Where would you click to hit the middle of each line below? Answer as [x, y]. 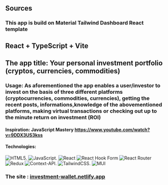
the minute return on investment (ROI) [53, 118]
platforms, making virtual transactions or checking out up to [81, 111]
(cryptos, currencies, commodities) [63, 71]
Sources [19, 8]
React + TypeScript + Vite [47, 46]
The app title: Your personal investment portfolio [84, 63]
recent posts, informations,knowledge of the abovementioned [84, 105]
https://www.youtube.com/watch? [112, 129]
